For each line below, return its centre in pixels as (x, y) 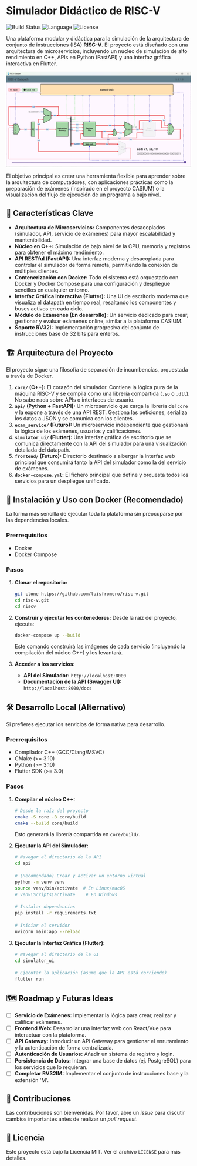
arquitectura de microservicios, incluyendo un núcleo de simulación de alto (97, 51)
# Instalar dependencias (45, 907)
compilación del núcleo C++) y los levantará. (69, 653)
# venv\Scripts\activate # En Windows (66, 894)
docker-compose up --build (47, 635)
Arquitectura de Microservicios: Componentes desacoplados (90, 227)
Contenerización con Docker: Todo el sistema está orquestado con (96, 277)
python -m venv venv (40, 882)
